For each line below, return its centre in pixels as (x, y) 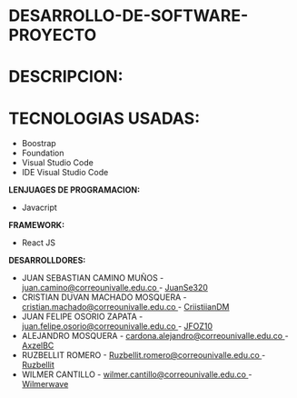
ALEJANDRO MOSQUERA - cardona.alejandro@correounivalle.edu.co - (155, 336)
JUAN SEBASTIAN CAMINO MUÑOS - (93, 278)
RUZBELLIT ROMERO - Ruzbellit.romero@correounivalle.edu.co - (144, 355)
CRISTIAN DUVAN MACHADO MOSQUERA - (104, 297)
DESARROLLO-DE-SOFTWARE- (129, 16)
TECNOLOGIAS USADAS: (104, 118)
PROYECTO (53, 35)
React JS (39, 243)
